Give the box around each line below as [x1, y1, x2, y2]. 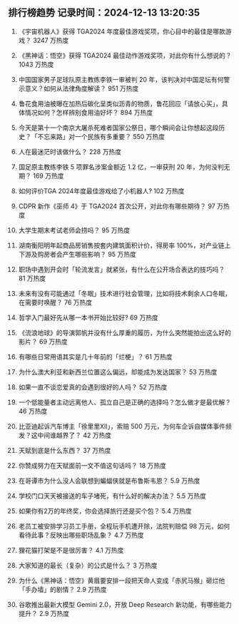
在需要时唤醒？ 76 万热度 [18, 298, 93, 307]
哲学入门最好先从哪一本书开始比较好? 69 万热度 [18, 313, 159, 322]
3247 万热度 [32, 36, 69, 44]
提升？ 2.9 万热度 [18, 609, 70, 618]
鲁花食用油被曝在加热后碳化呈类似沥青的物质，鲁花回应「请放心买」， [18, 99, 222, 108]
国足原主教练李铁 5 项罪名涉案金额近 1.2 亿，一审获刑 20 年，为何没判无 [18, 163, 230, 171]
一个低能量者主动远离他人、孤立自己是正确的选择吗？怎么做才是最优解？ [18, 398, 231, 406]
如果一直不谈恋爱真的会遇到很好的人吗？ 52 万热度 [18, 382, 168, 391]
